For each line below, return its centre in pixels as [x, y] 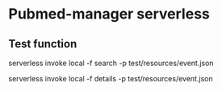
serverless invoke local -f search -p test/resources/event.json [111, 63]
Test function [43, 44]
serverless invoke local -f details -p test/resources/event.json [111, 79]
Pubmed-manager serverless [109, 14]
